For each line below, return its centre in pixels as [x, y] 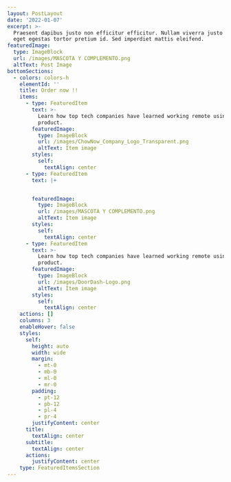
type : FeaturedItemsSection [59, 468]
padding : [44, 391]
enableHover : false [47, 327]
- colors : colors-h [41, 78]
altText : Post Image [43, 65]
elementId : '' [40, 84]
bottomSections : [30, 71]
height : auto [51, 346]
